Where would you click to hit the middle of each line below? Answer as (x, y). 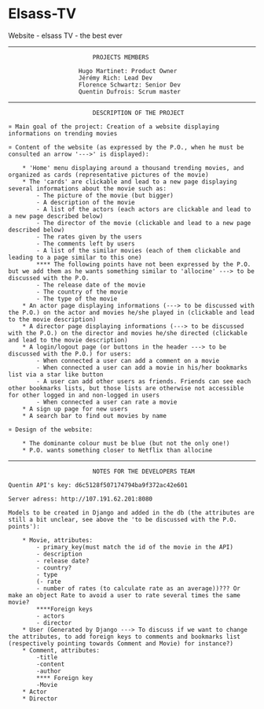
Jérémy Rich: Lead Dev (115, 78)
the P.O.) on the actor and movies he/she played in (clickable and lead (132, 312)
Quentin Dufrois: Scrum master (129, 91)
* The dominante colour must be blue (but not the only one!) (126, 443)
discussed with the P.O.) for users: (70, 354)
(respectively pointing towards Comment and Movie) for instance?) (121, 643)
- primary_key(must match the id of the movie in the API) (135, 547)
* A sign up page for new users (75, 409)
